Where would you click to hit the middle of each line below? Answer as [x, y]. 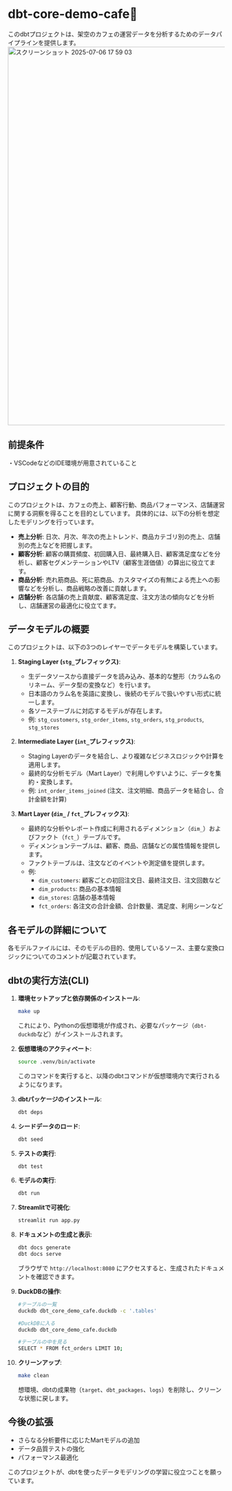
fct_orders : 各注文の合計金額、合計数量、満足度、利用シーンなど [131, 906]
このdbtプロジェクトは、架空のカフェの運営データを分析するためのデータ [112, 34]
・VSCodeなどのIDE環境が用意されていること [72, 463]
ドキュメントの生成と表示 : [55, 1234]
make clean [33, 1376]
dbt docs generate [44, 1248]
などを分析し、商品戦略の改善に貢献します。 [87, 588]
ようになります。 [42, 1084]
